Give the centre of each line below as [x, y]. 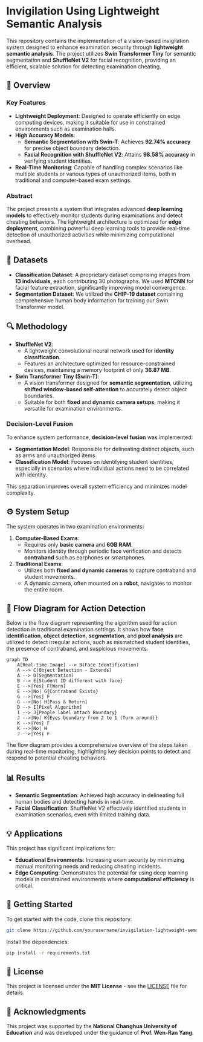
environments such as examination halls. [66, 129]
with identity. [31, 474]
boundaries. [39, 396]
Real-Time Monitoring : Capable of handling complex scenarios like [99, 167]
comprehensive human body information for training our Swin [92, 300]
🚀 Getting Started [40, 904]
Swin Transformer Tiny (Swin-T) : [57, 376]
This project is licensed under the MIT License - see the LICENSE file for [97, 986]
